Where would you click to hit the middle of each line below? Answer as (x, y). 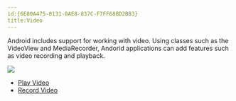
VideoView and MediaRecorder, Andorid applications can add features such (118, 48)
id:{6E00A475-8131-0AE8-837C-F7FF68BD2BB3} (73, 14)
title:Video (25, 20)
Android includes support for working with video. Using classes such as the (118, 40)
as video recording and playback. (56, 55)
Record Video (38, 90)
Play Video (33, 83)
